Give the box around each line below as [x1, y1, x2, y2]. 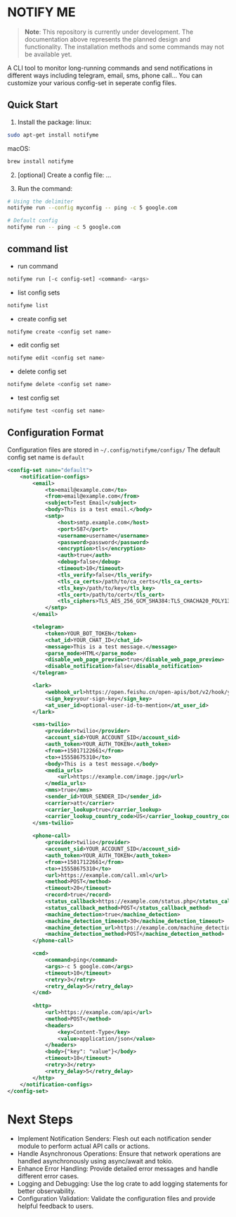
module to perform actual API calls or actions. [17, 1142, 150, 1151]
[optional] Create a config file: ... [17, 171, 112, 179]
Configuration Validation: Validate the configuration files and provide [17, 1194, 216, 1203]
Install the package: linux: [17, 118, 92, 126]
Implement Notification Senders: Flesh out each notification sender [17, 1135, 212, 1143]
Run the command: [17, 184, 72, 192]
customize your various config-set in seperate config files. [7, 78, 177, 87]
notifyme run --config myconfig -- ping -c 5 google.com [7, 204, 178, 211]
